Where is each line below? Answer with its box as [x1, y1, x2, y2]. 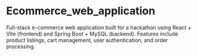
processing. [6, 43, 36, 50]
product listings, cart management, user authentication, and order [6, 36, 168, 43]
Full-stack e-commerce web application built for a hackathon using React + [6, 24, 192, 31]
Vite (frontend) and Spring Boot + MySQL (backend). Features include [6, 30, 178, 37]
